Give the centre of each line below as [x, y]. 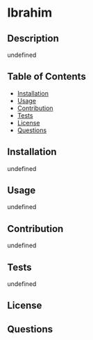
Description [33, 38]
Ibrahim [30, 13]
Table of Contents [47, 77]
